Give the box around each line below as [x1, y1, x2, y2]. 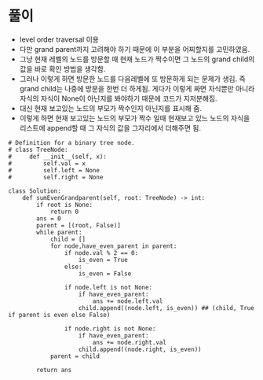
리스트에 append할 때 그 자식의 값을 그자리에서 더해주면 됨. [19, 123, 202, 132]
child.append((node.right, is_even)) [78, 345, 202, 353]
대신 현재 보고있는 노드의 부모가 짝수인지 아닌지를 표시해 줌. [19, 103, 203, 113]
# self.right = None [8, 173, 104, 181]
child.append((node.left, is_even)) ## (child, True [78, 304, 255, 312]
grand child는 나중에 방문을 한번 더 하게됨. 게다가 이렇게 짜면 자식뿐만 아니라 [19, 83, 255, 93]
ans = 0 [36, 214, 61, 223]
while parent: [36, 228, 82, 236]
